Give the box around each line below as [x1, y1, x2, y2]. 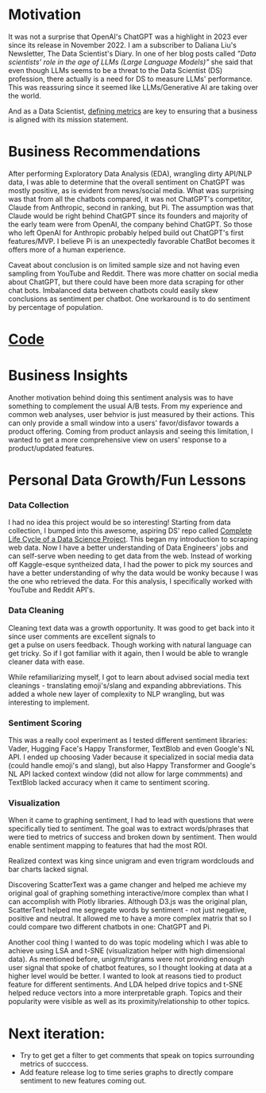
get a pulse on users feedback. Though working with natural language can [8, 639, 252, 649]
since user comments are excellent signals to [8, 631, 156, 641]
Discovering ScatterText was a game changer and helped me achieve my [8, 880, 247, 890]
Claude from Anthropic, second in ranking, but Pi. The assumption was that [8, 203, 254, 212]
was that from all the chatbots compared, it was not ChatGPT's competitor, [8, 194, 253, 203]
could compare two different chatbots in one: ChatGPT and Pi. [8, 922, 212, 932]
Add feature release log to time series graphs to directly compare [19, 1068, 234, 1077]
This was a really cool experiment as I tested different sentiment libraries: [8, 736, 249, 745]
